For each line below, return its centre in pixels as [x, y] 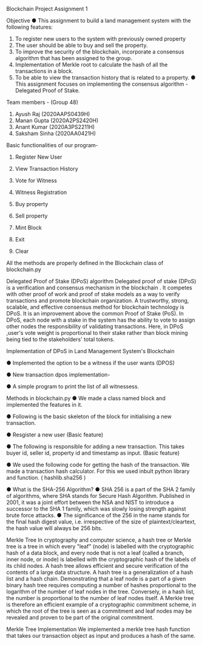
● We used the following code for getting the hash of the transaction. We [98, 465]
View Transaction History [47, 169]
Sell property [31, 216]
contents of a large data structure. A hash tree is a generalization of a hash [100, 572]
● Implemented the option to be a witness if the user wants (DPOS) [90, 363]
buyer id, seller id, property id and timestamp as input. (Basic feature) [93, 453]
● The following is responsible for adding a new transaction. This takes [96, 447]
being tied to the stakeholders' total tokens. [61, 339]
